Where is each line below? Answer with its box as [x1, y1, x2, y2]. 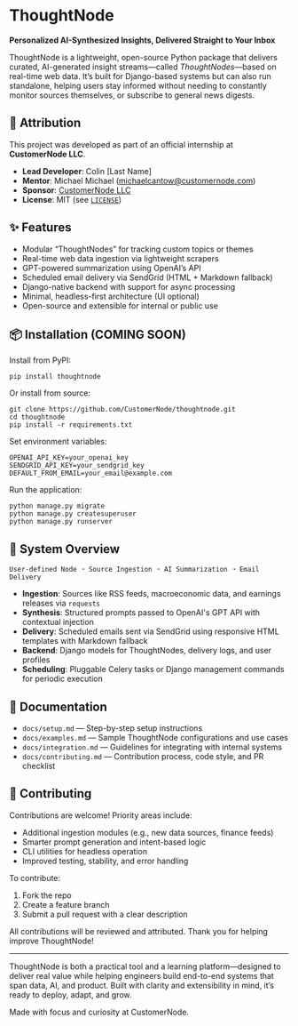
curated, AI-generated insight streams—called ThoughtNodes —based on [9, 61, 277, 72]
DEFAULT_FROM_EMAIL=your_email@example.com [9, 469, 173, 478]
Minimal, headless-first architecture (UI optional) [21, 291, 200, 301]
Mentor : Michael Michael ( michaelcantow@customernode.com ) [21, 175, 256, 186]
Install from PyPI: [9, 355, 72, 365]
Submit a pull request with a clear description [21, 909, 188, 919]
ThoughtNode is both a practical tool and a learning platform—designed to [9, 961, 281, 972]
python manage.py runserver [9, 517, 114, 526]
